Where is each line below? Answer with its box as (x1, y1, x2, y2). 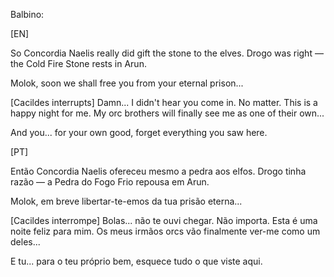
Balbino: (10, 9, 45, 20)
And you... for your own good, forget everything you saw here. (10, 127, 268, 138)
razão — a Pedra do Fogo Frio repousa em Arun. (10, 176, 210, 188)
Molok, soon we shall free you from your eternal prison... (10, 77, 244, 89)
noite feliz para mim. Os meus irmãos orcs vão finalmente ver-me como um (10, 225, 321, 237)
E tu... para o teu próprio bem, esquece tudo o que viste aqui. (10, 255, 263, 267)
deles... (10, 236, 41, 248)
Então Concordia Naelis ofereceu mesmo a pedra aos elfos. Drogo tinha (10, 165, 307, 177)
